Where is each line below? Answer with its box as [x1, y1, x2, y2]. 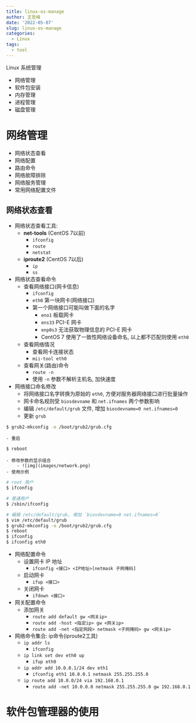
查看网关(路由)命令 [23, 361, 69, 369]
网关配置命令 [14, 599, 46, 606]
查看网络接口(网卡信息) [23, 282, 79, 290]
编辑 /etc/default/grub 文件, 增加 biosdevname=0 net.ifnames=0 [23, 405, 178, 412]
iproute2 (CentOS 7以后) [23, 255, 84, 262]
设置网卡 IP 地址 [23, 558, 63, 565]
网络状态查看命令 [14, 275, 57, 282]
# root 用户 [6, 479, 34, 485]
